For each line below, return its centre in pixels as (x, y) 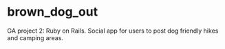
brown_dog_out (53, 12)
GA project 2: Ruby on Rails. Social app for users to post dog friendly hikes (113, 31)
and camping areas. (35, 37)
